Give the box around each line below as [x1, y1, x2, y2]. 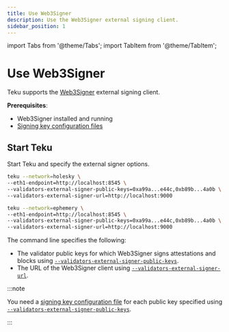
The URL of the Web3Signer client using [16, 264, 131, 272]
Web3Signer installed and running [16, 114, 113, 123]
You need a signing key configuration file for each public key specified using [7, 298, 223, 306]
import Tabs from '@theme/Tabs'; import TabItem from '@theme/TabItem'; [7, 42, 217, 50]
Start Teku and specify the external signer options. [7, 160, 150, 168]
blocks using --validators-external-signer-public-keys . [16, 257, 179, 265]
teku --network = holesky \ [7, 173, 81, 180]
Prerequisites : [7, 101, 48, 110]
